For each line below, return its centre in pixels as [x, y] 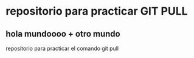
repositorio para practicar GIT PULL [97, 11]
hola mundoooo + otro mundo [63, 34]
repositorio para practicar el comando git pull [62, 48]
